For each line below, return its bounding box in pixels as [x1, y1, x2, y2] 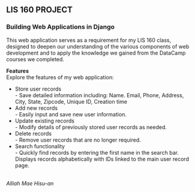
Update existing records [14, 117, 75, 124]
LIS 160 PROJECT [6, 5, 73, 15]
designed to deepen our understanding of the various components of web [6, 43, 190, 50]
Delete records [14, 130, 52, 137]
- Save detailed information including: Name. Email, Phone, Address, [14, 91, 184, 98]
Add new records [14, 104, 58, 112]
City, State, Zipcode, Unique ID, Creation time [14, 98, 128, 105]
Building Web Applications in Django [6, 23, 115, 31]
